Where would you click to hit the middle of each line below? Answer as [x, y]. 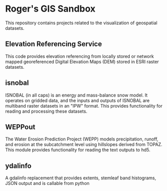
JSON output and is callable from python [47, 183]
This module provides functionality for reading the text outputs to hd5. [78, 150]
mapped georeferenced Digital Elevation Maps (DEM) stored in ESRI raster [82, 62]
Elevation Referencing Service [54, 44]
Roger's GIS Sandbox [50, 9]
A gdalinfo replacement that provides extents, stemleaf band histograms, [81, 178]
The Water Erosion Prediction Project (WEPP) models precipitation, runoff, [82, 139]
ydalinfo [18, 165]
